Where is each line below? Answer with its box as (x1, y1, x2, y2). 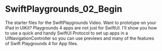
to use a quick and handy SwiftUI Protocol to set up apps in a (5, 30, 128, 36)
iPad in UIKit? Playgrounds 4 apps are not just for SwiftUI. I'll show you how (5, 25, 157, 30)
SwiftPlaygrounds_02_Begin (5, 3, 122, 15)
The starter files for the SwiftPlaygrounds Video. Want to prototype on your (5, 20, 157, 25)
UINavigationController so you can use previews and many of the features (5, 35, 154, 41)
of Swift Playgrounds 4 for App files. (5, 40, 78, 46)
